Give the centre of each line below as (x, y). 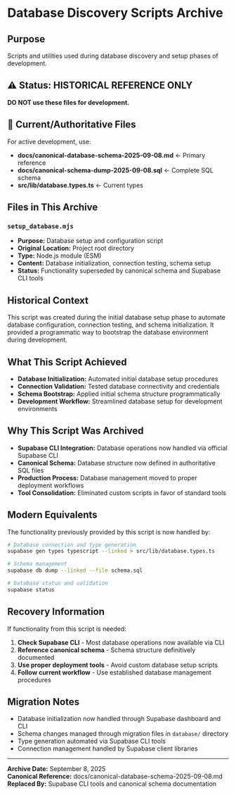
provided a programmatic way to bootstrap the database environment (108, 332)
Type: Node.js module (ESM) (59, 256)
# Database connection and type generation (72, 545)
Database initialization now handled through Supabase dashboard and (119, 719)
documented (36, 657)
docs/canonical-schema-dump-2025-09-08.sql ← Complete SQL (116, 170)
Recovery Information (56, 612)
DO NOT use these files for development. (68, 102)
